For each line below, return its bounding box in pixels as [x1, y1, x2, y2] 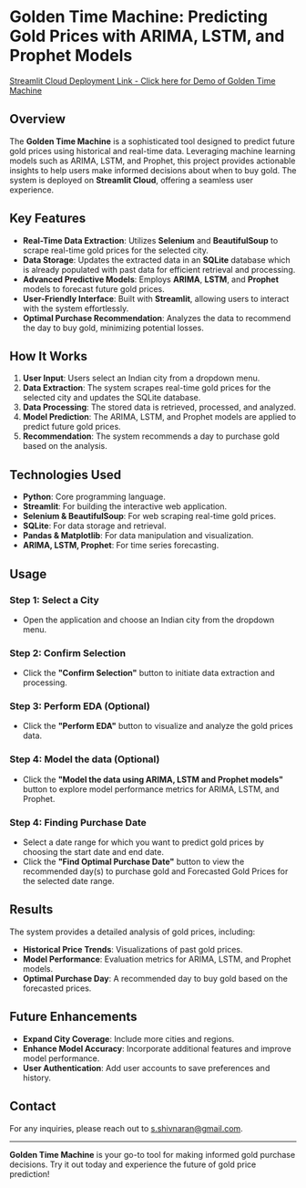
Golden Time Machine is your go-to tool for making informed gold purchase [9, 1149, 296, 1160]
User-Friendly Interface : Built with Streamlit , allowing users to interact [22, 293, 290, 304]
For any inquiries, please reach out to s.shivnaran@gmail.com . [9, 1122, 243, 1133]
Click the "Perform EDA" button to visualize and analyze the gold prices [22, 721, 293, 732]
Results [9, 901, 54, 918]
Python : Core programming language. [22, 491, 166, 503]
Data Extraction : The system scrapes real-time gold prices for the [22, 382, 271, 393]
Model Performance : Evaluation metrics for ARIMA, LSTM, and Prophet [22, 954, 291, 964]
